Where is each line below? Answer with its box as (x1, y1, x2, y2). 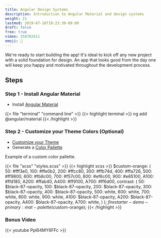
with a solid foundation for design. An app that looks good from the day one (5, 57, 156, 63)
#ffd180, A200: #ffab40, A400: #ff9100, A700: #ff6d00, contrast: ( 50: (5, 178, 145, 184)
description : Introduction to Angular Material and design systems (5, 12, 145, 16)
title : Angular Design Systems (5, 7, 68, 12)
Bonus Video (5, 216, 36, 223)
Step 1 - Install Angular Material (5, 90, 80, 97)
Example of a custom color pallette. (5, 153, 76, 160)
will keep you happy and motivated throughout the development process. (5, 62, 151, 68)
